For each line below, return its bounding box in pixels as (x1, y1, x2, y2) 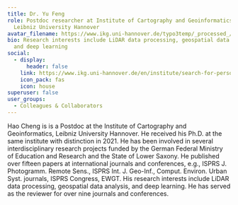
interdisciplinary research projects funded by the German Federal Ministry (7, 144, 223, 153)
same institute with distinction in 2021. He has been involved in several (7, 136, 214, 145)
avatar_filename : (7, 30, 59, 37)
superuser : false (7, 89, 59, 96)
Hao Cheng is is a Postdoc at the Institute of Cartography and (7, 122, 187, 130)
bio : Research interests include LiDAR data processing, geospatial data (7, 37, 230, 44)
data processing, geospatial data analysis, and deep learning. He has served (7, 182, 231, 190)
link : (20, 69, 37, 76)
